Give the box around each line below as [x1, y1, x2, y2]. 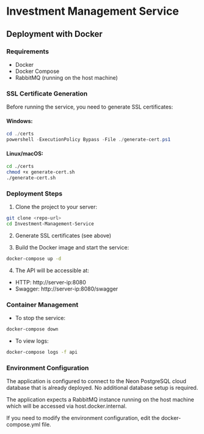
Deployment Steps [6, 189, 63, 197]
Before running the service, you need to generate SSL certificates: [6, 103, 173, 111]
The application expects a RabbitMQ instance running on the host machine [6, 396, 194, 403]
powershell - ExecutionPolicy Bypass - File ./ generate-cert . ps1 [6, 137, 171, 143]
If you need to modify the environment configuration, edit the [6, 414, 160, 422]
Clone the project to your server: [15, 204, 98, 211]
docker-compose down [6, 326, 59, 332]
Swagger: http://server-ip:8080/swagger [15, 285, 118, 292]
